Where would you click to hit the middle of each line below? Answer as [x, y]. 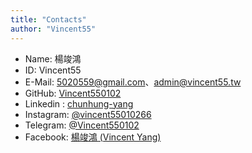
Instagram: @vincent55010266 [88, 114]
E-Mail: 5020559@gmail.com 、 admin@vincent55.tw [133, 82]
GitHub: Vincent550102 [73, 93]
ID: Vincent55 [53, 70]
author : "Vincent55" [53, 29]
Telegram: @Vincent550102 [82, 125]
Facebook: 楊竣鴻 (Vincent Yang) [93, 137]
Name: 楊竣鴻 [53, 58]
